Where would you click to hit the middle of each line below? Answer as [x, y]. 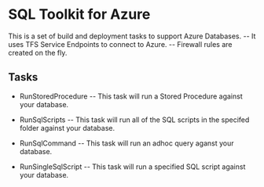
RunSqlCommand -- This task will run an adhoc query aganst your [126, 143]
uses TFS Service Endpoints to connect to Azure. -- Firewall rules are [120, 44]
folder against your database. [67, 128]
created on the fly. [38, 52]
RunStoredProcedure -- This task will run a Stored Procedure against [131, 96]
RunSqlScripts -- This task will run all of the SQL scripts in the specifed [134, 120]
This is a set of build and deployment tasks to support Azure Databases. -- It [132, 36]
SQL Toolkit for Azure [79, 14]
